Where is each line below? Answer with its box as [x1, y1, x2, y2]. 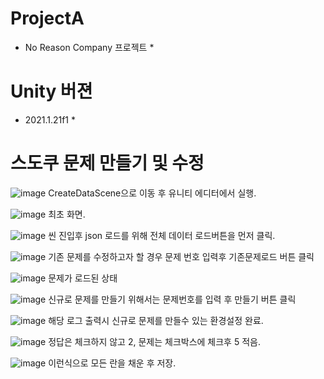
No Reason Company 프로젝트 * [24, 41, 155, 53]
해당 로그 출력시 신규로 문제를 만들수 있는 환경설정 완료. [48, 314, 264, 326]
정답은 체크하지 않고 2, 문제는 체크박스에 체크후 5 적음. [48, 335, 261, 347]
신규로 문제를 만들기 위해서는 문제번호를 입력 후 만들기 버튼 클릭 [48, 293, 297, 305]
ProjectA [10, 7, 85, 30]
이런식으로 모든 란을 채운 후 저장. [48, 357, 177, 369]
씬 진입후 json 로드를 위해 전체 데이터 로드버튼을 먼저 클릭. [48, 229, 276, 241]
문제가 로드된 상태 [48, 272, 118, 284]
